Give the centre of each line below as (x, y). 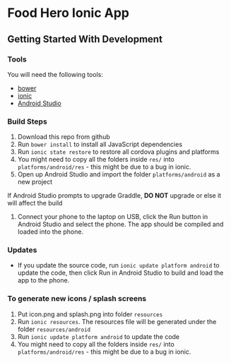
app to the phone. (43, 280)
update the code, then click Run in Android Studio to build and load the (120, 273)
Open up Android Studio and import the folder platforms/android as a (119, 174)
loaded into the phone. (50, 232)
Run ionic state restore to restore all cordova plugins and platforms (118, 152)
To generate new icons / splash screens (77, 299)
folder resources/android (54, 329)
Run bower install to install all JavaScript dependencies (100, 144)
